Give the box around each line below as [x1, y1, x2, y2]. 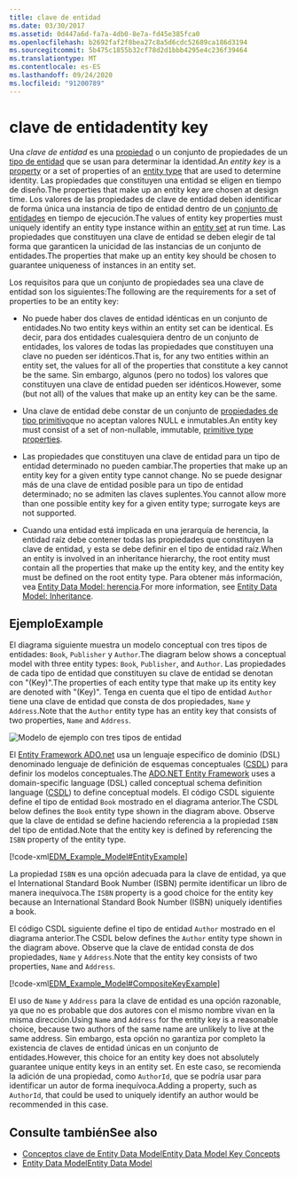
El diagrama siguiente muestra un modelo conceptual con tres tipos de [9, 640, 268, 650]
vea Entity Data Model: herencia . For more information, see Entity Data [21, 581, 277, 592]
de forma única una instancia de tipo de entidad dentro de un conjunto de [9, 203, 278, 214]
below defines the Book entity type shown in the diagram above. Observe [9, 806, 275, 817]
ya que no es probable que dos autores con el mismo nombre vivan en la [9, 1005, 276, 1016]
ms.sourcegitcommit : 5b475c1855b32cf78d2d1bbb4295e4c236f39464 [9, 46, 248, 55]
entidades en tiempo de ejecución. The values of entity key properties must [9, 212, 283, 223]
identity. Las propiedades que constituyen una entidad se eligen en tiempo [9, 175, 282, 185]
